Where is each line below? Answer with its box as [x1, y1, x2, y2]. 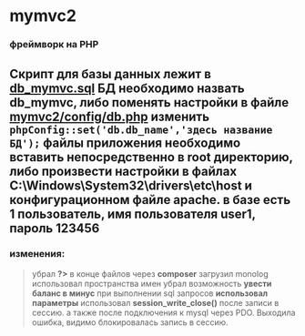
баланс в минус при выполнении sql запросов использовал [31, 288, 269, 299]
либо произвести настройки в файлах [9, 163, 238, 178]
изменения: [9, 248, 66, 260]
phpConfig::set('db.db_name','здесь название [9, 123, 273, 137]
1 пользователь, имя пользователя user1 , [9, 206, 257, 221]
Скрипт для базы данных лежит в [9, 66, 212, 82]
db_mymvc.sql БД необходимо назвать [9, 80, 245, 96]
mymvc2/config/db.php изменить [9, 108, 210, 124]
